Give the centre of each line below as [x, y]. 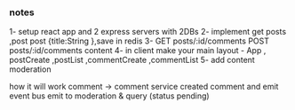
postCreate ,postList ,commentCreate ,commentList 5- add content [132, 60]
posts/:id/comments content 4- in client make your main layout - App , [138, 51]
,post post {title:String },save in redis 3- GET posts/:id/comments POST [139, 41]
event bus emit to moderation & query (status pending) [110, 96]
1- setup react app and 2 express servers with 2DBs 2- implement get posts [148, 32]
